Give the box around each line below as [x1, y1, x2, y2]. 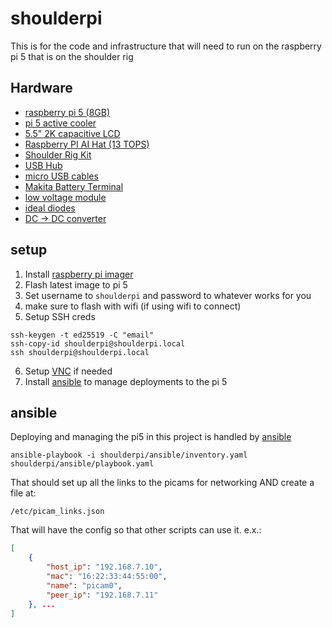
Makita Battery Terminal [24, 180, 124, 192]
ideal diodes [24, 202, 76, 214]
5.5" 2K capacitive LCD [24, 127, 121, 139]
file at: [10, 487, 37, 499]
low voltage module [24, 191, 107, 203]
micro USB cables [24, 170, 99, 182]
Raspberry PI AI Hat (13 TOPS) [24, 138, 150, 150]
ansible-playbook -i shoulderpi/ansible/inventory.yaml [10, 450, 248, 461]
